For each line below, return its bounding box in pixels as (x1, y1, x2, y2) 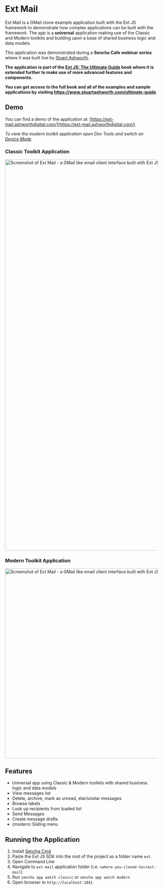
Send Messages (12, 811, 45, 817)
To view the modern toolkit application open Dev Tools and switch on (5, 130, 144, 137)
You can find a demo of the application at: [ (5, 116, 92, 122)
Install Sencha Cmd (12, 848, 51, 854)
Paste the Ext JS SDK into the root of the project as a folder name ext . (12, 853, 152, 859)
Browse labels (12, 800, 40, 806)
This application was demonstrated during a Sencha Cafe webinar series (5, 50, 152, 55)
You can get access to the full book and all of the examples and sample (5, 84, 151, 90)
